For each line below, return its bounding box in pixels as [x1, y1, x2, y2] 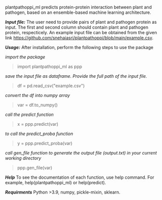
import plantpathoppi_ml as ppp [17, 64, 82, 69]
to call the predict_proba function [5, 131, 73, 137]
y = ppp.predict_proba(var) [17, 141, 73, 146]
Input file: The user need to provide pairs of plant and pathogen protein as [5, 19, 157, 25]
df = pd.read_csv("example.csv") [17, 83, 85, 89]
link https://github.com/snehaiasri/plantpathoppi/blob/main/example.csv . [5, 35, 154, 41]
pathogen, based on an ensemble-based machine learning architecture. [5, 9, 152, 15]
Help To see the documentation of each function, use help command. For [5, 174, 155, 180]
